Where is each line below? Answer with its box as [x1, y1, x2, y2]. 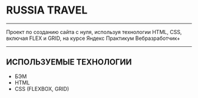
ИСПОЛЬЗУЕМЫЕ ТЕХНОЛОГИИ [6, 57, 132, 67]
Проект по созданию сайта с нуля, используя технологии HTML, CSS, [6, 28, 182, 35]
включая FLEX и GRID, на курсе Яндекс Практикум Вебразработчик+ [6, 35, 181, 42]
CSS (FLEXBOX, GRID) [14, 85, 70, 92]
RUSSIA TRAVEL [6, 4, 88, 17]
